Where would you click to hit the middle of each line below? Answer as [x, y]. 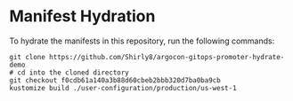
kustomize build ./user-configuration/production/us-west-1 [123, 88]
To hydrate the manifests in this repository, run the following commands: [142, 41]
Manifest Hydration [82, 16]
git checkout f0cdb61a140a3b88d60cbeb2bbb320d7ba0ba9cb [115, 80]
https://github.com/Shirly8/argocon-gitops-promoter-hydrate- [167, 57]
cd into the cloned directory [73, 73]
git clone [28, 57]
